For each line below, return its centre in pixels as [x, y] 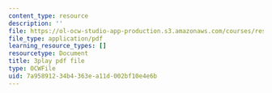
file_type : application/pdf [56, 38]
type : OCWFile [32, 69]
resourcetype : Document [49, 53]
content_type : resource [49, 16]
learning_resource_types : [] [57, 46]
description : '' [36, 23]
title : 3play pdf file [47, 61]
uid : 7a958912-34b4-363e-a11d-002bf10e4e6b [83, 76]
